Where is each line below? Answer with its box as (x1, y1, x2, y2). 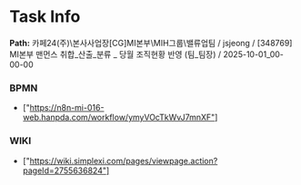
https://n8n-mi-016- (29, 102, 105, 113)
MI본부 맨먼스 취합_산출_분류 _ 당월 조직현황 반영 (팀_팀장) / (9, 48, 222, 60)
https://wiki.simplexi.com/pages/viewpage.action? (29, 155, 218, 166)
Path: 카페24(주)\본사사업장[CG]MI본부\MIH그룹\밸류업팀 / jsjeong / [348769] (9, 37, 293, 48)
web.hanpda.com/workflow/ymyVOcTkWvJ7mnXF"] (22, 112, 218, 123)
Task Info (9, 6, 81, 27)
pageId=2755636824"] (22, 165, 110, 176)
